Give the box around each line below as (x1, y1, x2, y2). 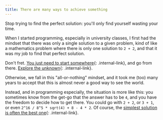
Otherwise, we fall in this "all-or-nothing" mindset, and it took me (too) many (5, 74, 158, 80)
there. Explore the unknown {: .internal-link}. (5, 65, 93, 71)
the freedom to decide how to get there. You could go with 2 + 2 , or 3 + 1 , (5, 99, 154, 105)
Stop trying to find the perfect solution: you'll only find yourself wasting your (5, 20, 158, 26)
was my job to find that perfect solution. (5, 51, 85, 56)
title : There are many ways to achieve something (5, 7, 108, 12)
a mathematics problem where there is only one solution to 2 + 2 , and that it (5, 45, 157, 51)
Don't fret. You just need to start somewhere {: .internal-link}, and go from (5, 60, 152, 66)
